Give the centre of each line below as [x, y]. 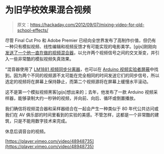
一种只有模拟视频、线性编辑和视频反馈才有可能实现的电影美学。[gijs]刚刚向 [81, 46]
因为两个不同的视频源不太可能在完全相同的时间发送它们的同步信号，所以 [86, 75]
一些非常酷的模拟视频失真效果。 [41, 59]
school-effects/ [33, 30]
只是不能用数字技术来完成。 [41, 121]
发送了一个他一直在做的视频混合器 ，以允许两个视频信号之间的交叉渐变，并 [80, 53]
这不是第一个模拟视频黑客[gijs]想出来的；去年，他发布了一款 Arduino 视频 [79, 92]
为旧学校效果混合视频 [48, 10]
